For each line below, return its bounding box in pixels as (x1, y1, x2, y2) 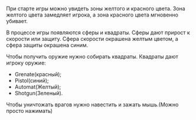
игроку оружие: (6, 59, 46, 66)
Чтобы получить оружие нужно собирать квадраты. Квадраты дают (6, 53, 179, 60)
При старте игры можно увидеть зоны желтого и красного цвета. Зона (6, 5, 185, 12)
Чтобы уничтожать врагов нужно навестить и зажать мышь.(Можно (6, 101, 179, 108)
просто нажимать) (6, 108, 53, 114)
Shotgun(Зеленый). (14, 90, 63, 96)
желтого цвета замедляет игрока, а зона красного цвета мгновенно (6, 11, 179, 18)
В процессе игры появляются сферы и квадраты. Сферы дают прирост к (6, 29, 190, 36)
